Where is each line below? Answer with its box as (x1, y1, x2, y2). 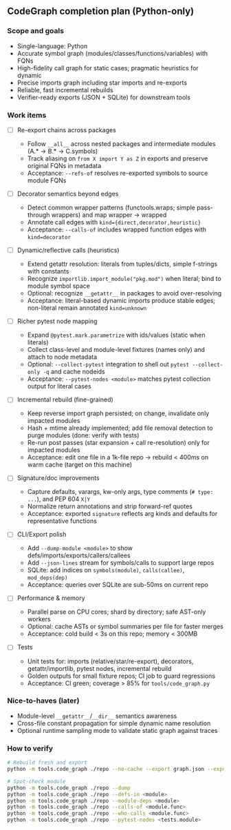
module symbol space (27, 282, 91, 290)
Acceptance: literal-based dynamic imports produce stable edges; (27, 296, 215, 305)
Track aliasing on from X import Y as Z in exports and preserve (27, 154, 208, 163)
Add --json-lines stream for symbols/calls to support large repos (27, 559, 214, 567)
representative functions (27, 517, 98, 526)
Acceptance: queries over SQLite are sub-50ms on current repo (27, 581, 208, 589)
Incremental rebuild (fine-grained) (16, 395, 113, 404)
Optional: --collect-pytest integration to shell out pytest (27, 360, 190, 369)
